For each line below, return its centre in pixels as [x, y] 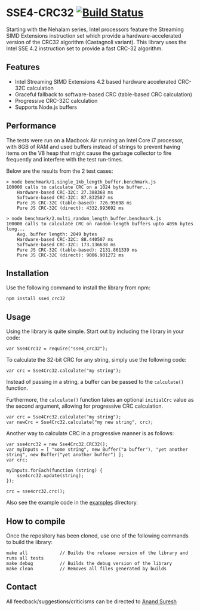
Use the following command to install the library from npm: [78, 288]
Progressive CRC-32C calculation [56, 100]
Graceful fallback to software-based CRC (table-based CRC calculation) [104, 94]
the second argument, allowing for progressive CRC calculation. [85, 406]
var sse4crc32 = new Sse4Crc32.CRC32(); [57, 444]
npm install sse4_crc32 [36, 299]
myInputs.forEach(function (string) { [54, 471]
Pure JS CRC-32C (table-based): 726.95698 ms [75, 203]
